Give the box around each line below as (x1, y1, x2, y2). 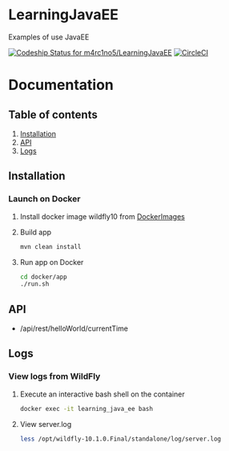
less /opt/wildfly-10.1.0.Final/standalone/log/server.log (19, 435, 222, 443)
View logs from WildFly (8, 371, 101, 382)
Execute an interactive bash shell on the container (19, 389, 186, 399)
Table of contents (8, 108, 98, 121)
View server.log (19, 419, 72, 429)
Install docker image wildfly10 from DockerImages (19, 211, 186, 221)
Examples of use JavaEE (8, 32, 90, 42)
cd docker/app (19, 273, 67, 281)
